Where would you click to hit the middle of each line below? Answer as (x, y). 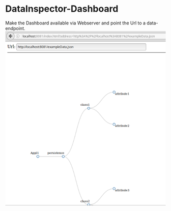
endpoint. (15, 28)
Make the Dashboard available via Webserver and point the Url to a (76, 23)
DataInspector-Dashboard (62, 9)
